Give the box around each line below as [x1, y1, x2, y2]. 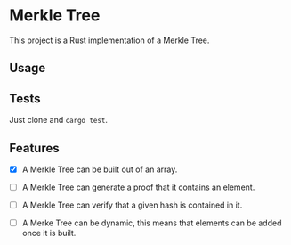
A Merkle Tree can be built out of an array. [21, 164, 178, 175]
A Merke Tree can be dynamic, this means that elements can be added [21, 217, 282, 228]
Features [9, 140, 60, 156]
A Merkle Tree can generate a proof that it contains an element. [21, 182, 255, 192]
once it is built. [21, 228, 77, 239]
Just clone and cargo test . [9, 115, 109, 126]
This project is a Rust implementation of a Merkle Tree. [9, 35, 210, 45]
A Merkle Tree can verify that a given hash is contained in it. [21, 200, 243, 210]
